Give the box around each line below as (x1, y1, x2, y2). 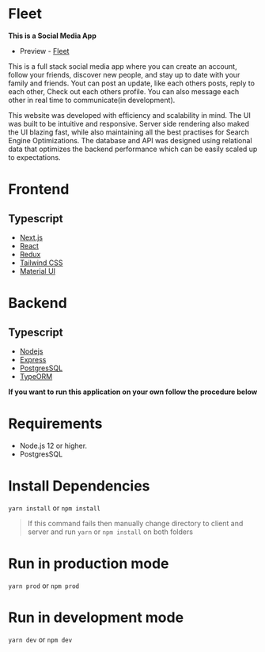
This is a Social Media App (8, 31, 97, 40)
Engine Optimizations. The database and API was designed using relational (8, 135, 252, 145)
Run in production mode (8, 555, 169, 572)
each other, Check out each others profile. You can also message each (8, 86, 240, 96)
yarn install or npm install (8, 503, 101, 513)
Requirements (8, 415, 103, 433)
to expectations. (8, 152, 61, 162)
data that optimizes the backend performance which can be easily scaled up (8, 144, 258, 154)
